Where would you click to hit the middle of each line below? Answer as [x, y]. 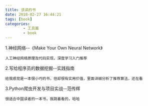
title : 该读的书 [20, 10]
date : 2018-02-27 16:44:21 [33, 14]
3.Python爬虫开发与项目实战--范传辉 [43, 88]
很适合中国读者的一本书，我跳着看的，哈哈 [42, 99]
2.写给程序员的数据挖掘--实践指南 [40, 68]
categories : [17, 24]
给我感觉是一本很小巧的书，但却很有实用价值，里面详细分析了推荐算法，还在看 [74, 78]
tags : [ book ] [19, 19]
